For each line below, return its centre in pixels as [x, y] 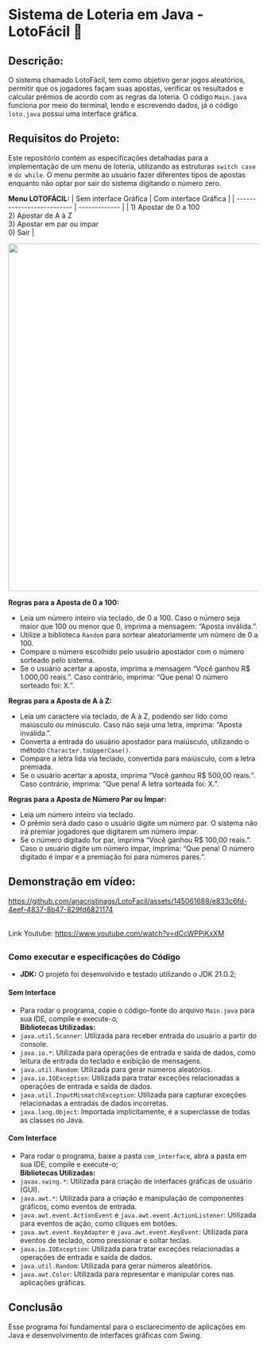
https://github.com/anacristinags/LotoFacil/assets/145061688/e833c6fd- [128, 901]
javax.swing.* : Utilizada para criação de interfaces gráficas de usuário [136, 1181]
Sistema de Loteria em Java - [106, 15]
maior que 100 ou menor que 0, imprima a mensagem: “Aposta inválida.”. [138, 626]
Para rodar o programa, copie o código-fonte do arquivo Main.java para [137, 1010]
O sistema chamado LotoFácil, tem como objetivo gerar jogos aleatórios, [127, 80]
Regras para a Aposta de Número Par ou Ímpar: [87, 799]
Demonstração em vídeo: [72, 882]
